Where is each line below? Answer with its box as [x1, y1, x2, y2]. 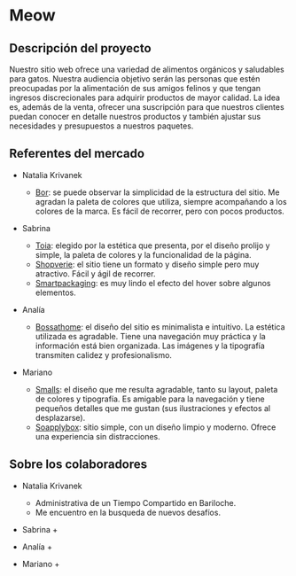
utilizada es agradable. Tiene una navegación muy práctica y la [35, 331, 266, 341]
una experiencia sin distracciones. [35, 431, 161, 441]
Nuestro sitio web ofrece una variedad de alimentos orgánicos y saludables [9, 64, 285, 74]
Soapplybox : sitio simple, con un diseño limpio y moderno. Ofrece [35, 422, 277, 432]
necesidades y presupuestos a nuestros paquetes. [9, 121, 194, 131]
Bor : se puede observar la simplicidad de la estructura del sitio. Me [35, 187, 280, 198]
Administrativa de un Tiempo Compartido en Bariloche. [35, 497, 237, 508]
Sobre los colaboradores [9, 457, 148, 472]
